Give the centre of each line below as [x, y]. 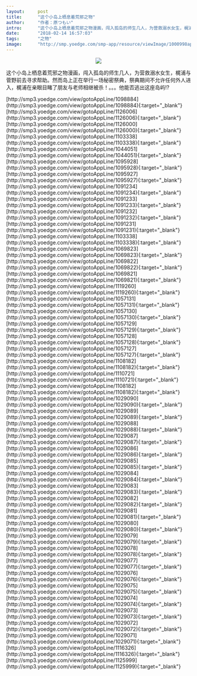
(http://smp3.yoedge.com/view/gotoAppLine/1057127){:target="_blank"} [93, 354]
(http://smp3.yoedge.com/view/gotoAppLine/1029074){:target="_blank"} [94, 604]
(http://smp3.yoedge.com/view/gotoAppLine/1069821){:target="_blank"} [94, 280]
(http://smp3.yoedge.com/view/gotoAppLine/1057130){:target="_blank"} [94, 317]
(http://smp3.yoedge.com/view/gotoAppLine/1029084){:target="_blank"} [94, 479]
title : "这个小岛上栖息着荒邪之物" [51, 17]
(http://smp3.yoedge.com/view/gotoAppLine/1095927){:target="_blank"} [94, 180]
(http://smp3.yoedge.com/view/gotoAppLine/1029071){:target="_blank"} [94, 641]
